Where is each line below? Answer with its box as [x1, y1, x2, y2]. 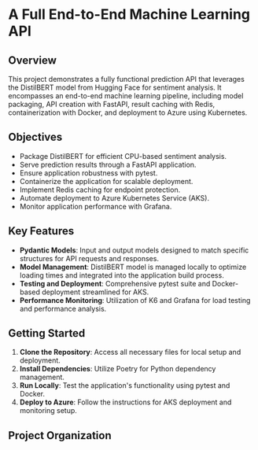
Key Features [8, 224, 75, 238]
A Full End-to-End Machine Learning [8, 6, 250, 24]
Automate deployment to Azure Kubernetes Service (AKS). [19, 193, 210, 202]
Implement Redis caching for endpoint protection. [19, 185, 181, 194]
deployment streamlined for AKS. [42, 287, 149, 297]
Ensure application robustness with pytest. [19, 168, 158, 178]
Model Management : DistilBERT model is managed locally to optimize [19, 262, 247, 271]
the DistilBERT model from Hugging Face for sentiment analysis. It [8, 83, 222, 92]
